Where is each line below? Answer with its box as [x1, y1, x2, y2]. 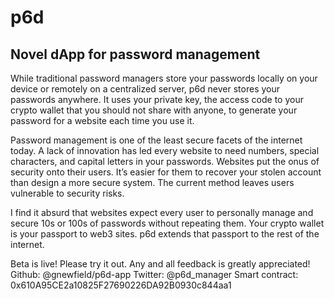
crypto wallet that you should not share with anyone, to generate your [10, 104, 298, 116]
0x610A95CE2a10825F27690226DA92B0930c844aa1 [10, 279, 232, 291]
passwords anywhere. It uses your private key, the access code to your [10, 94, 304, 105]
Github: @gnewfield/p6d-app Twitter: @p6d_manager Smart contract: [10, 269, 299, 280]
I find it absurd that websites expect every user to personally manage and [10, 207, 314, 218]
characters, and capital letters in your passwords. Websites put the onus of [10, 156, 320, 167]
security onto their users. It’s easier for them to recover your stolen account [10, 166, 322, 178]
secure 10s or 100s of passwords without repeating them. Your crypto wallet [10, 217, 325, 229]
